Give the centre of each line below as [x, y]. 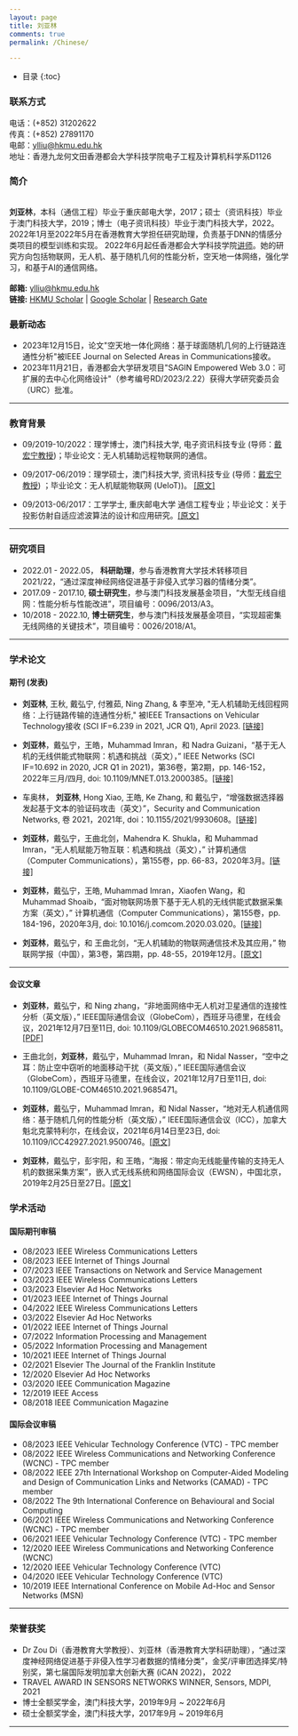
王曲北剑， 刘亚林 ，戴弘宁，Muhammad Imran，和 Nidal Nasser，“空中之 [155, 1057]
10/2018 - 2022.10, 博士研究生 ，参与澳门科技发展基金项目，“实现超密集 [152, 615]
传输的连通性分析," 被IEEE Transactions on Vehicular [164, 715]
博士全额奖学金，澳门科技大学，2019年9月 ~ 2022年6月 [124, 1702]
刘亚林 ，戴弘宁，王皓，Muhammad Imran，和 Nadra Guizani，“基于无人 [154, 744]
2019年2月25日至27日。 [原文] [76, 1183]
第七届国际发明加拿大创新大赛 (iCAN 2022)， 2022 [139, 1672]
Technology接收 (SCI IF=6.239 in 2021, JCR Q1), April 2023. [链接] [143, 726]
